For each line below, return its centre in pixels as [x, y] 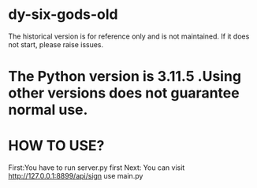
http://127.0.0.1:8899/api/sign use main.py [76, 176]
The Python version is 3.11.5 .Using [125, 77]
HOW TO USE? [56, 146]
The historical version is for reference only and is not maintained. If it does [129, 36]
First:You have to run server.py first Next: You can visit [97, 168]
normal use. [48, 110]
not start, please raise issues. [56, 44]
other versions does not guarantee [124, 93]
